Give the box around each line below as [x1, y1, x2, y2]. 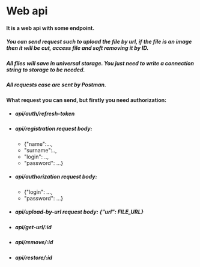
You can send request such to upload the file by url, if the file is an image [6, 38, 192, 46]
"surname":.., [23, 146, 57, 154]
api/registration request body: [14, 125, 92, 133]
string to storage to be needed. [6, 66, 85, 73]
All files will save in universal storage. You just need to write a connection [6, 59, 194, 67]
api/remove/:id [14, 239, 53, 246]
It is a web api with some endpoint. [6, 24, 95, 31]
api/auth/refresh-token [14, 110, 75, 118]
